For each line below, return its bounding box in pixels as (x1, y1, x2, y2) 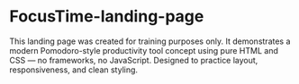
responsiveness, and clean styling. (9, 64, 138, 75)
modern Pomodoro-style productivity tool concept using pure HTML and (9, 45, 279, 55)
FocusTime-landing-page (9, 6, 204, 27)
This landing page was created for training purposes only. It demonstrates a (9, 36, 291, 46)
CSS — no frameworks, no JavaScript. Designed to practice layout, (9, 55, 258, 65)
